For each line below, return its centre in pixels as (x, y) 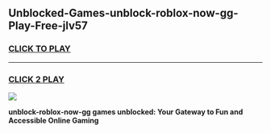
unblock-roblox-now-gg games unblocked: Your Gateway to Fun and (126, 111)
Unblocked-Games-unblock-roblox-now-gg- (123, 13)
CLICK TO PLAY (40, 49)
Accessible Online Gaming (54, 120)
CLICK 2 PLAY (36, 79)
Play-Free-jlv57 (48, 26)
